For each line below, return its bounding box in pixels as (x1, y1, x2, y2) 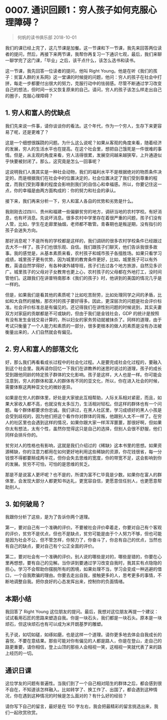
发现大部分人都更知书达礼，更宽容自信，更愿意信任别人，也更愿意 (22, 478, 158, 483)
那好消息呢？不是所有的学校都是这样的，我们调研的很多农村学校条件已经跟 (5, 238, 158, 243)
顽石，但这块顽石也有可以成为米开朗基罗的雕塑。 (5, 621, 105, 627)
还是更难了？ (22, 129, 49, 135)
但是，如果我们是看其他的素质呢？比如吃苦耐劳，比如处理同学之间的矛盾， (5, 292, 158, 298)
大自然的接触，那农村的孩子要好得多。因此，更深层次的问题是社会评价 (13, 298, 158, 304)
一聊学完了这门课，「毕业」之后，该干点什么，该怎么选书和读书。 (5, 57, 138, 63)
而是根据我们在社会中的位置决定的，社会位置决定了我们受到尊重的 (18, 175, 153, 181)
